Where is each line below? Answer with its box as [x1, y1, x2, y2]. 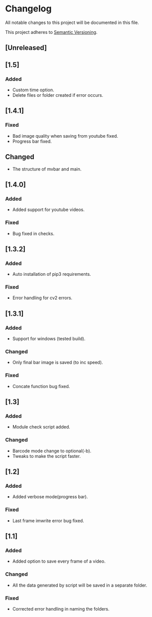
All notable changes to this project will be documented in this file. [5, 19, 140, 25]
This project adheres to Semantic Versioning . [5, 29, 98, 35]
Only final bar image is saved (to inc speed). [12, 360, 103, 366]
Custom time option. [12, 87, 54, 93]
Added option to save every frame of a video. [12, 558, 106, 564]
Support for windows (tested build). [12, 336, 86, 342]
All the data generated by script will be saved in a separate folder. [12, 582, 148, 588]
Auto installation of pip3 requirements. [12, 271, 91, 277]
